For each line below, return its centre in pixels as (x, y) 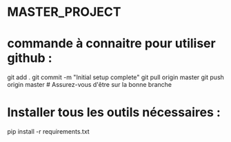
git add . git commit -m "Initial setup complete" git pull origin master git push (115, 77)
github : (30, 58)
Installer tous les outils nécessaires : (114, 113)
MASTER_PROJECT (64, 12)
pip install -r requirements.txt (48, 132)
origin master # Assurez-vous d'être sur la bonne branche (90, 85)
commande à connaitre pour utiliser (111, 44)
